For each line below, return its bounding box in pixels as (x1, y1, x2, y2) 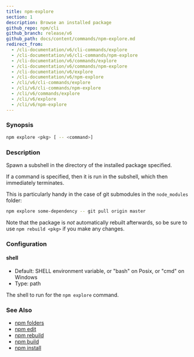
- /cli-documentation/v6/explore (11, 69, 93, 75)
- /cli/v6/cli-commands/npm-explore (11, 85, 101, 91)
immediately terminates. (6, 179, 65, 186)
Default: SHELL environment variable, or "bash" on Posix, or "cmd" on (14, 267, 185, 274)
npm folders (14, 319, 44, 326)
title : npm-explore (6, 8, 54, 15)
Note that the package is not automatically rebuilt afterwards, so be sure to (6, 219, 188, 226)
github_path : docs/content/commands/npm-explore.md (6, 36, 135, 42)
